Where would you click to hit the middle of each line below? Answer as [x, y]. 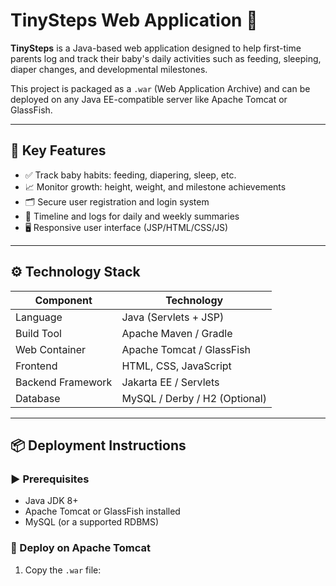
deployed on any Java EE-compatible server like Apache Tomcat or [149, 99]
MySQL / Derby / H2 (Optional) [194, 398]
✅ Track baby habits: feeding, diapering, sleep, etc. [130, 175]
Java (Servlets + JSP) [173, 317]
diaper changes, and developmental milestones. [109, 69]
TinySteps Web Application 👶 [134, 20]
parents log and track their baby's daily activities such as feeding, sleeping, [166, 58]
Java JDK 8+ [51, 501]
